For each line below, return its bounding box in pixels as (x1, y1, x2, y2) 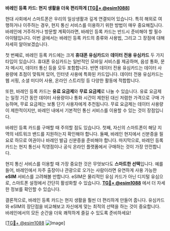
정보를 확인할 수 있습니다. (10, 186, 61, 192)
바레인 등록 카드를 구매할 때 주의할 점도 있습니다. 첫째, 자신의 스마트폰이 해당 (5, 125, 157, 130)
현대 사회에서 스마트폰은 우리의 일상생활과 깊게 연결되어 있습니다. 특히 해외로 (5, 16, 157, 22)
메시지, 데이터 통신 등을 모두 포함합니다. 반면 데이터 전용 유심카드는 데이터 (10, 65, 157, 71)
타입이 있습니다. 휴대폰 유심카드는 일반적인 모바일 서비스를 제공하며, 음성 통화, (5, 59, 160, 64)
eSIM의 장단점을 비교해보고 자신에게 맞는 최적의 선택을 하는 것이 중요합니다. (10, 204, 161, 209)
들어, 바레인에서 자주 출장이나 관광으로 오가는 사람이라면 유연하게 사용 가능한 (5, 167, 157, 173)
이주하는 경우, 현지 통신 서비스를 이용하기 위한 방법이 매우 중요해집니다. (22, 22, 164, 28)
